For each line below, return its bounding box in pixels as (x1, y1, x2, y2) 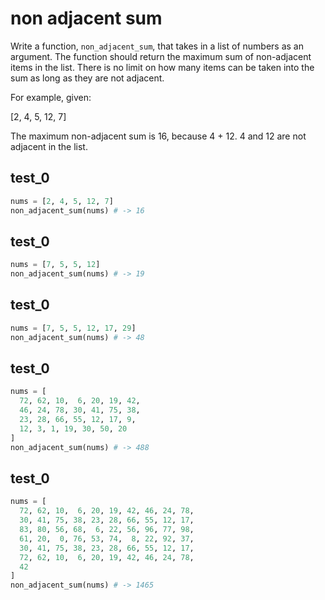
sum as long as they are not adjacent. (10, 72, 165, 84)
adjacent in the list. (10, 140, 88, 152)
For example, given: (10, 91, 92, 103)
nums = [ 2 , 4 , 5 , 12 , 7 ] (10, 196, 114, 206)
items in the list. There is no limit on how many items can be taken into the (10, 61, 315, 73)
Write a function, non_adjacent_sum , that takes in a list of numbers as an (10, 40, 304, 52)
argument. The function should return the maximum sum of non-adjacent (10, 50, 312, 62)
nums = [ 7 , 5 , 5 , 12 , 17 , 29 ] (10, 323, 137, 333)
